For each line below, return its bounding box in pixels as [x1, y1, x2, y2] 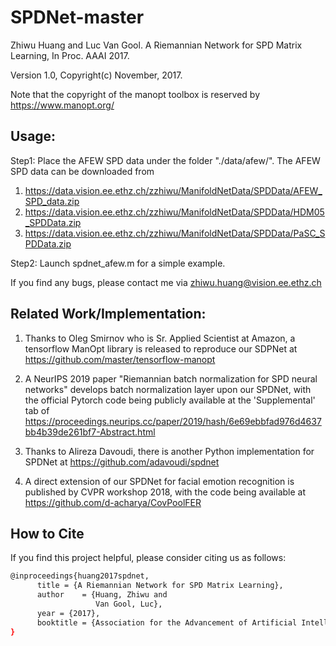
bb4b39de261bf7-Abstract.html [24, 426, 156, 438]
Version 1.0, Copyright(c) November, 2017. [10, 69, 183, 81]
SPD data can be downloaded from [10, 165, 155, 177]
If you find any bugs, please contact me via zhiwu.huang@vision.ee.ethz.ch [10, 276, 322, 288]
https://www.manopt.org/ [10, 99, 115, 111]
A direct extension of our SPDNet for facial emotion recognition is [24, 475, 295, 487]
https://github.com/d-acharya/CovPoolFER [24, 496, 202, 508]
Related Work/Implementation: [10, 306, 207, 323]
